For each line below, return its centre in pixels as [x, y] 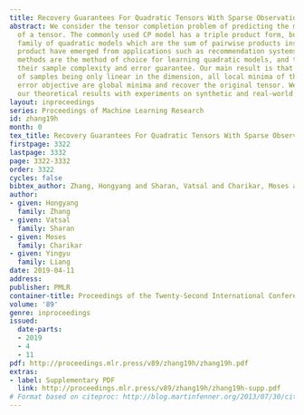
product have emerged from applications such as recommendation [141, 52]
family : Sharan [46, 228]
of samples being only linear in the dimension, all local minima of [151, 77]
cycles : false [36, 178]
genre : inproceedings [50, 313]
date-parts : [40, 330]
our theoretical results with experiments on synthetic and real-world [156, 93]
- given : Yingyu [40, 254]
